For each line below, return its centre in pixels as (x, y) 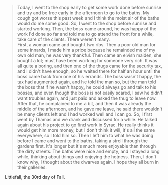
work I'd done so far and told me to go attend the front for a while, (86, 34)
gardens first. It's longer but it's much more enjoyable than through (87, 146)
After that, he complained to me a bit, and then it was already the (84, 103)
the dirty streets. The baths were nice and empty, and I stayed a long (88, 151)
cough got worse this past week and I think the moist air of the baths (88, 18)
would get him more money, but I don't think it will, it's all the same (86, 130)
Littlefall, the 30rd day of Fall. (35, 177)
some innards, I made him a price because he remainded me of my (86, 50)
